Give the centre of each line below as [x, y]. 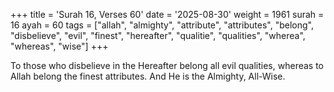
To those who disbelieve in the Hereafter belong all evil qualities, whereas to [167, 65]
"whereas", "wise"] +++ [59, 46]
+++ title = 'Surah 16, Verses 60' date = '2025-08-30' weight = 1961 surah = [167, 14]
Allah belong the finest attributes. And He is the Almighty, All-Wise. [148, 76]
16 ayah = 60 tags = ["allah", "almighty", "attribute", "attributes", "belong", [162, 25]
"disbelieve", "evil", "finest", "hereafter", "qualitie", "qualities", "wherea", [158, 35]
